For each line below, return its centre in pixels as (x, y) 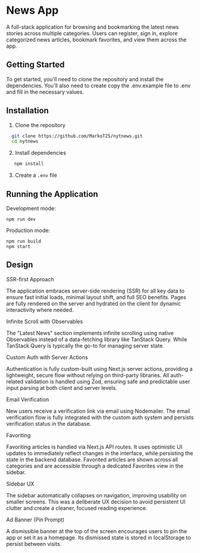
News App (32, 10)
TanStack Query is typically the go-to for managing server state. (85, 345)
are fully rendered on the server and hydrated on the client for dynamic (93, 303)
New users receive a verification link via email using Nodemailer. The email (98, 411)
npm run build (24, 241)
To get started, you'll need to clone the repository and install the (85, 79)
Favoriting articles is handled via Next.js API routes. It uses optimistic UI (94, 447)
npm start (19, 247)
